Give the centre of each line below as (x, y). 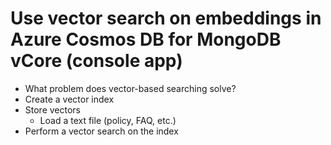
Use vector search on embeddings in (166, 18)
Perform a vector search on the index (101, 131)
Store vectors (53, 109)
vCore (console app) (96, 61)
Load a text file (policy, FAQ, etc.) (108, 120)
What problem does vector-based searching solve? (130, 88)
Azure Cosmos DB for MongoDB (146, 39)
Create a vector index (69, 99)
